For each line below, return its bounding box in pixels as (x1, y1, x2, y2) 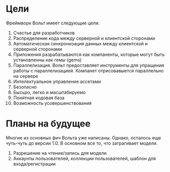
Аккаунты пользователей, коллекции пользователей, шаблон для (13, 155, 156, 161)
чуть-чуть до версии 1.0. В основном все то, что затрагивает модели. (6, 140, 158, 146)
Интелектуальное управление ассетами (13, 78, 101, 84)
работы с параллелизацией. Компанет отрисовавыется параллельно (13, 67, 164, 74)
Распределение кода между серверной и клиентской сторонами (13, 35, 155, 41)
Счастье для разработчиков (13, 30, 75, 36)
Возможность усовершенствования (13, 100, 92, 106)
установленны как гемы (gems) (13, 56, 82, 63)
